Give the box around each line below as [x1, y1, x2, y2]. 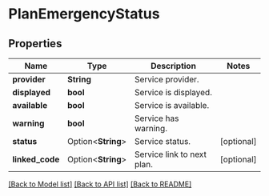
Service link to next [134, 149, 207, 160]
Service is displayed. [134, 87, 212, 98]
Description [151, 61, 196, 71]
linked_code [12, 154, 60, 165]
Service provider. [134, 74, 199, 85]
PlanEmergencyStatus [8, 5, 160, 23]
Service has [134, 113, 179, 124]
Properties [8, 37, 62, 50]
